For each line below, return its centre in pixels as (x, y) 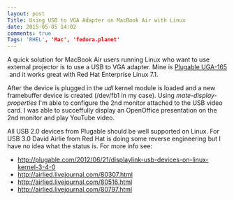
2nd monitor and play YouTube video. (61, 118)
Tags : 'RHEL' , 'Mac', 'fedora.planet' (64, 40)
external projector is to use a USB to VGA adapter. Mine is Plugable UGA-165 (117, 67)
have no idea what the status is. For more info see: (80, 146)
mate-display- (197, 96)
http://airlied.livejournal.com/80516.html (75, 182)
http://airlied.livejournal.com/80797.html (75, 190)
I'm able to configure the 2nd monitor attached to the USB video (130, 103)
